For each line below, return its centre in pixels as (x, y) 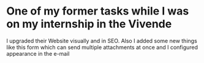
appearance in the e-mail (38, 53)
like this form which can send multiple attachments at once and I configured (102, 47)
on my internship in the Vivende (89, 24)
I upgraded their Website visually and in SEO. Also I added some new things (102, 41)
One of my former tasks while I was (98, 11)
